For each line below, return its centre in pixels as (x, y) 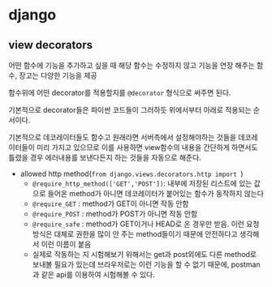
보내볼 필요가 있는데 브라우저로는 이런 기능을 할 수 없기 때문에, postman (147, 264)
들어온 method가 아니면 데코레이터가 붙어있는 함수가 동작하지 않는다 (155, 193)
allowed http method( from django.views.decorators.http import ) (132, 173)
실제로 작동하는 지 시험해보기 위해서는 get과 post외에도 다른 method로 (145, 254)
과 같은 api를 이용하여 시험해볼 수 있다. (94, 274)
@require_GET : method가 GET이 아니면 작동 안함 (110, 203)
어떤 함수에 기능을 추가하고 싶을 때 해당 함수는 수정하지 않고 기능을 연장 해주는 (132, 65)
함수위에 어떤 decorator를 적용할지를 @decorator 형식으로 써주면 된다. (120, 92)
